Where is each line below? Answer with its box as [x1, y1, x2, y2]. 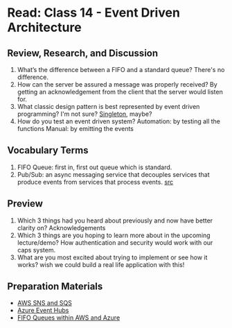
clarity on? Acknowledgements [17, 223, 106, 232]
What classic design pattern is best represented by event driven [17, 103, 200, 110]
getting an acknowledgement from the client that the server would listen [17, 88, 223, 96]
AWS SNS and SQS [17, 299, 73, 307]
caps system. [17, 245, 56, 254]
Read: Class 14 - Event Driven [7, 5, 180, 21]
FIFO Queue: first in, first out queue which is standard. [17, 163, 172, 171]
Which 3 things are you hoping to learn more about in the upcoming [17, 231, 211, 239]
